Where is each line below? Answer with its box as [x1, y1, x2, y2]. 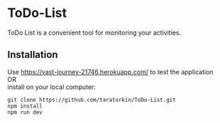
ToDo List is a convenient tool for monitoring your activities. [7, 28, 182, 37]
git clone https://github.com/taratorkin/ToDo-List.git [7, 96, 176, 103]
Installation [7, 49, 58, 61]
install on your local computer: [7, 83, 96, 91]
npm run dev [7, 108, 43, 116]
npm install [7, 102, 43, 110]
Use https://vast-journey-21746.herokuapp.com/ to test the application [7, 67, 214, 76]
